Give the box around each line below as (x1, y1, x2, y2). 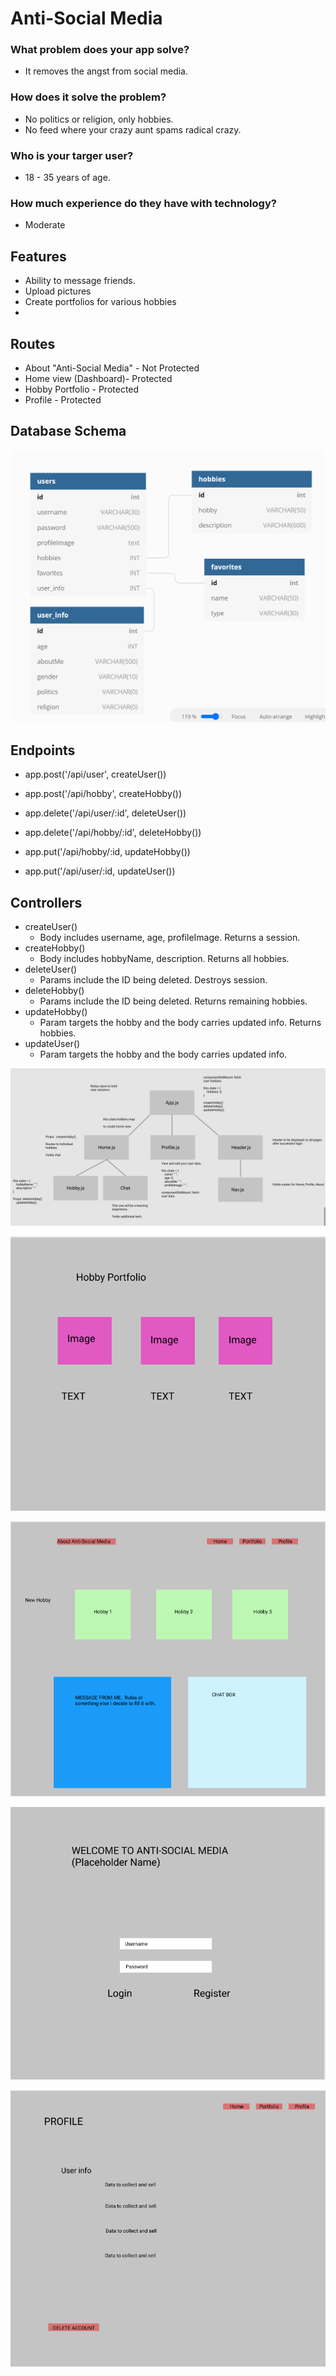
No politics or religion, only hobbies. (24, 113, 174, 125)
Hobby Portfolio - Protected (24, 383, 140, 395)
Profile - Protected (24, 394, 102, 406)
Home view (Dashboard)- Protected (24, 373, 173, 384)
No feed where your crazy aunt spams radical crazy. (24, 123, 242, 136)
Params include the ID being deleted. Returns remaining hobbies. (39, 995, 308, 1007)
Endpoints (10, 742, 76, 759)
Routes (10, 335, 56, 352)
